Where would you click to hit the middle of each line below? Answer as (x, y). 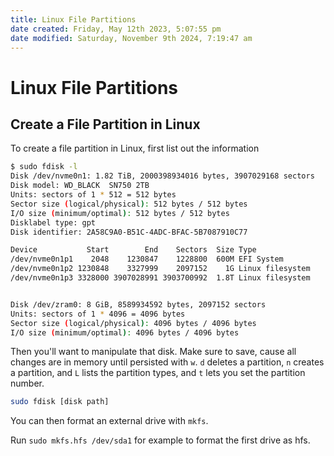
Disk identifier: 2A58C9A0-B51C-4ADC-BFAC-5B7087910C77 (129, 232)
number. (27, 383)
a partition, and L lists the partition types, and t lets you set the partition (158, 373)
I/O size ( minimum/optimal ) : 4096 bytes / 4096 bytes (125, 332)
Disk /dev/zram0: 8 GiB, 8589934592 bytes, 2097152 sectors (138, 304)
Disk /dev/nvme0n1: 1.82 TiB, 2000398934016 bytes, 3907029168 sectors (162, 176)
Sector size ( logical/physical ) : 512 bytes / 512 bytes (129, 204)
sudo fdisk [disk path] (60, 402)
